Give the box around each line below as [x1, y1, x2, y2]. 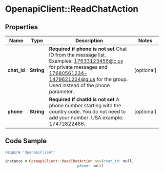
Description [75, 38, 103, 44]
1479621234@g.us [49, 76, 96, 82]
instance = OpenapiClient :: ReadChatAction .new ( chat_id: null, [5, 158, 134, 164]
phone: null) [77, 163, 104, 168]
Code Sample [5, 137, 47, 145]
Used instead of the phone [49, 82, 110, 89]
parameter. [49, 88, 75, 95]
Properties [5, 23, 38, 31]
